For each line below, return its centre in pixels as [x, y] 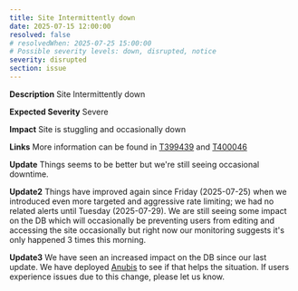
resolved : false [40, 34]
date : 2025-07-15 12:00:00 [60, 26]
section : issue [38, 69]
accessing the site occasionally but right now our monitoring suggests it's [147, 230]
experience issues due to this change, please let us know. [117, 276]
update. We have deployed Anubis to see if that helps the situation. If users [149, 267]
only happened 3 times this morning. [78, 239]
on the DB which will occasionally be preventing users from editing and [142, 220]
